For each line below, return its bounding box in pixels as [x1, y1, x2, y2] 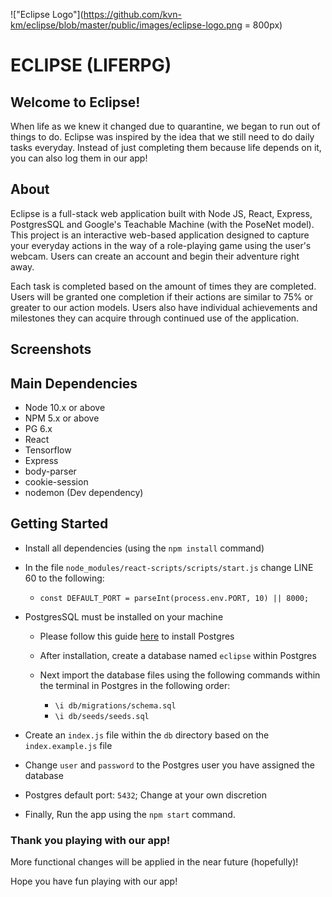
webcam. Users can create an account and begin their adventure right [10, 250, 300, 262]
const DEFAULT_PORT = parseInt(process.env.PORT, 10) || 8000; [39, 593, 310, 603]
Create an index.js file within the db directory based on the [24, 729, 270, 741]
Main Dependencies [10, 375, 138, 392]
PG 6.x [24, 423, 53, 435]
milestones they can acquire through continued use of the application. [10, 312, 300, 324]
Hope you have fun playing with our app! [10, 875, 178, 888]
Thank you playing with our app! [10, 833, 171, 847]
